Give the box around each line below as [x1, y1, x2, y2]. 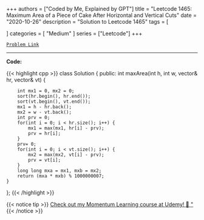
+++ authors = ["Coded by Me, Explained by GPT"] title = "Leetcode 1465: [6, 5, 192, 12]
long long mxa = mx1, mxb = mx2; [17, 168, 102, 174]
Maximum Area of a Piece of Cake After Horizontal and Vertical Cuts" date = [6, 12, 197, 19]
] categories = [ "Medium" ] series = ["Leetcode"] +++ [6, 30, 143, 37]
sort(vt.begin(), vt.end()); [17, 98, 91, 105]
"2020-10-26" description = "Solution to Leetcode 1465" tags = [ [6, 18, 169, 25]
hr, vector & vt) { [6, 76, 46, 83]
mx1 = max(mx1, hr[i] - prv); [28, 125, 104, 131]
